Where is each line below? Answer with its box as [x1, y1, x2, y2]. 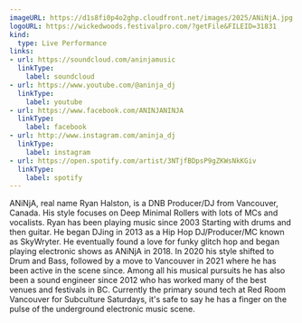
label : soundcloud [25, 72, 95, 81]
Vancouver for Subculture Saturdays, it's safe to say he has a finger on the [9, 294, 288, 305]
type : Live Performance [17, 38, 107, 48]
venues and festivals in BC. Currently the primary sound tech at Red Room [9, 284, 287, 295]
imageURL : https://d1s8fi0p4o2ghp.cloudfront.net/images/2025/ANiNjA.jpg [9, 13, 294, 23]
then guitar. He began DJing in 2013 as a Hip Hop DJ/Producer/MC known [9, 227, 285, 238]
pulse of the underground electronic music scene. [9, 304, 196, 315]
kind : [9, 30, 30, 39]
